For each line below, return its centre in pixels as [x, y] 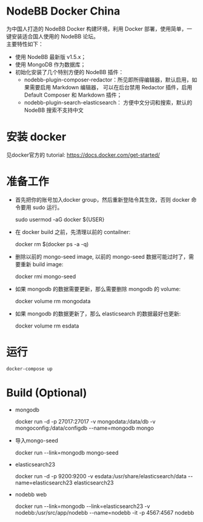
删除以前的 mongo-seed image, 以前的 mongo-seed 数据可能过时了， [102, 256]
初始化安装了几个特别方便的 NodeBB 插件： [69, 72]
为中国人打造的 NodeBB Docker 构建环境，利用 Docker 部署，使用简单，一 [99, 29]
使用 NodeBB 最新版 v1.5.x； [51, 57]
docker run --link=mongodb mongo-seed [67, 452]
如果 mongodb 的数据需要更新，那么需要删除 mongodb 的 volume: [98, 289]
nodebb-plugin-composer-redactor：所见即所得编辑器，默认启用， [108, 80]
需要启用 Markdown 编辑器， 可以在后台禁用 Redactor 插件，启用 [111, 87]
